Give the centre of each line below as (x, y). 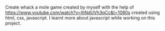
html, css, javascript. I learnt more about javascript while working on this (80, 18)
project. (13, 23)
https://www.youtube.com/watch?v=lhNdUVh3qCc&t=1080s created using (82, 12)
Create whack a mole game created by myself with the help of (70, 7)
